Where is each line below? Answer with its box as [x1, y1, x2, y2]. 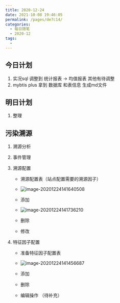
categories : [5, 21, 31, 27]
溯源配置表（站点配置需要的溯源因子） [20, 176, 101, 182]
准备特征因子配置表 [20, 250, 61, 256]
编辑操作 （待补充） [20, 292, 62, 298]
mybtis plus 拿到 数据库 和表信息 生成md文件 [12, 82, 107, 88]
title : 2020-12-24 [5, 7, 44, 13]
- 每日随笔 [10, 27, 30, 32]
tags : [5, 36, 17, 41]
